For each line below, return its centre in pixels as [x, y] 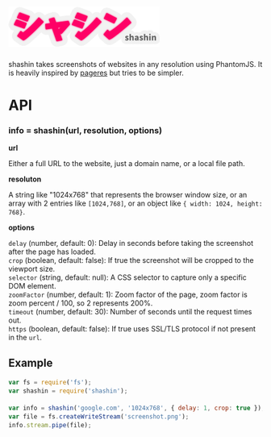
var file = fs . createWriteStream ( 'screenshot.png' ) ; [99, 416]
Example [31, 362]
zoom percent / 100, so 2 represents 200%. [81, 303]
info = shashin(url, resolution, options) [85, 131]
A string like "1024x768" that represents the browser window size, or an [128, 195]
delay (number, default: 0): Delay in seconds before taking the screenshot [131, 243]
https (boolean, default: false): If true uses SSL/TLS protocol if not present [132, 329]
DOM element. [32, 286]
